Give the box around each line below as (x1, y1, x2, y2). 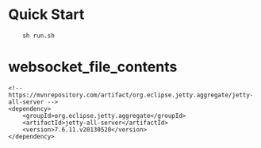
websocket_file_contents (8, 58, 178, 76)
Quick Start (8, 6, 85, 24)
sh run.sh (22, 32, 56, 40)
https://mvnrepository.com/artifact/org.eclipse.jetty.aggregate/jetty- (8, 91, 254, 99)
